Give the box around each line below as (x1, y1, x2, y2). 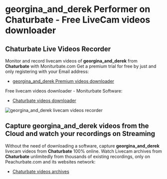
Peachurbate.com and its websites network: (5, 158, 96, 164)
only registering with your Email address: (5, 68, 89, 74)
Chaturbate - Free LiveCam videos (5, 14, 151, 25)
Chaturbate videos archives (12, 168, 70, 174)
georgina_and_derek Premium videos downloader (12, 78, 115, 84)
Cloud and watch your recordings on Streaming (5, 129, 156, 138)
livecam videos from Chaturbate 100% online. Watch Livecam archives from (5, 148, 162, 154)
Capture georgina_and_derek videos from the (5, 121, 149, 130)
